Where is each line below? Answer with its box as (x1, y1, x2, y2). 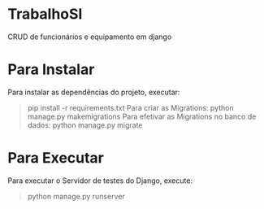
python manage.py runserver (27, 191, 125, 201)
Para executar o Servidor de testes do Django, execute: (7, 176, 193, 185)
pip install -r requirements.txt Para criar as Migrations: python (27, 102, 234, 112)
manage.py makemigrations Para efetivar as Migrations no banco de (27, 111, 257, 121)
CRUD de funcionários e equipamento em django (7, 32, 172, 41)
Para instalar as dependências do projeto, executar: (7, 87, 180, 97)
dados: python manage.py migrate (27, 120, 143, 130)
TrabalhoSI (7, 5, 83, 24)
